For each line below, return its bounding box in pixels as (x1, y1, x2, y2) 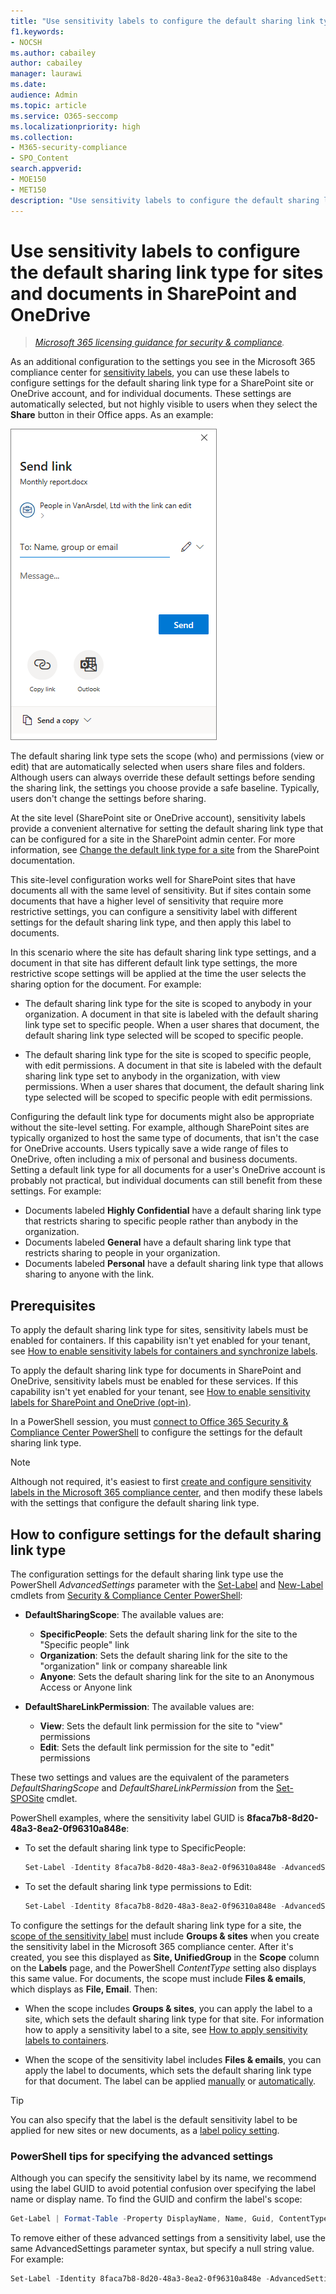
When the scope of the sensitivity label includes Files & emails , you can (24, 2053, 322, 2065)
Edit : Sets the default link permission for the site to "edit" (39, 1741, 275, 1754)
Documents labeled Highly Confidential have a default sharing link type (24, 1205, 322, 1217)
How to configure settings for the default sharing (10, 1526, 322, 1543)
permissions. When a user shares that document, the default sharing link (24, 1081, 325, 1093)
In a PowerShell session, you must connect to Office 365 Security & (10, 1416, 289, 1428)
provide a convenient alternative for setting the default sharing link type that (10, 823, 324, 835)
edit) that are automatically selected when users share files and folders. (10, 761, 306, 773)
